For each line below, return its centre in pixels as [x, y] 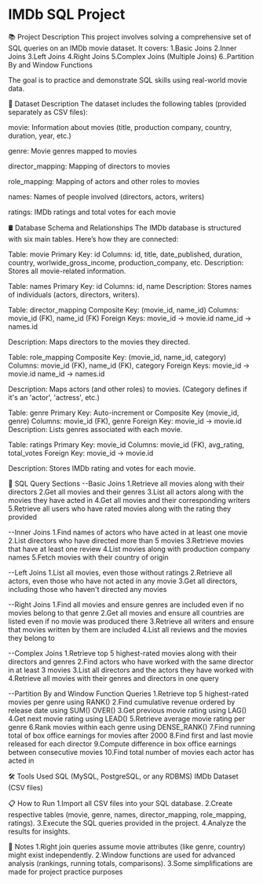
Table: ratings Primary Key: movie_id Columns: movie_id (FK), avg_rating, [126, 444]
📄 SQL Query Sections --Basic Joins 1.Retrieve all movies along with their [126, 483]
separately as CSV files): [48, 112]
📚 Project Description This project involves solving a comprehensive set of [130, 36]
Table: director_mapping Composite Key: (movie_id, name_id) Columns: [124, 309]
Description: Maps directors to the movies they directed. [99, 342]
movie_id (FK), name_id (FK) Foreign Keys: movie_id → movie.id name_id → [130, 318]
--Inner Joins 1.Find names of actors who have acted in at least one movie [128, 532]
